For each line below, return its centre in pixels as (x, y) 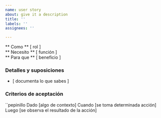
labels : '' (16, 24)
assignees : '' (20, 28)
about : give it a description (37, 14)
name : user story (23, 10)
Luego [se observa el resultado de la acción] (51, 110)
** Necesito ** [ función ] (31, 52)
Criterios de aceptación (34, 94)
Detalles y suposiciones (35, 70)
